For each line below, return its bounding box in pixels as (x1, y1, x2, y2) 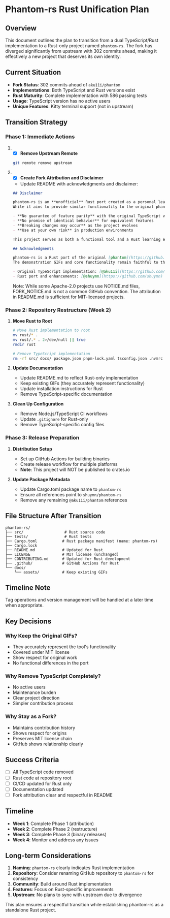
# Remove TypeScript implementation (12, 351, 90, 356)
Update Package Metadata (12, 476, 70, 482)
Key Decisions (5, 617, 52, 625)
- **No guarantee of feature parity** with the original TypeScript (12, 213, 161, 219)
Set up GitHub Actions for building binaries (20, 456, 110, 462)
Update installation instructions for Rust (20, 386, 103, 392)
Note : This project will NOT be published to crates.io (20, 466, 130, 472)
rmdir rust (12, 342, 36, 347)
